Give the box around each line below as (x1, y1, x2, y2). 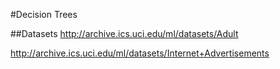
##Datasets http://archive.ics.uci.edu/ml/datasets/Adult (10, 28, 239, 39)
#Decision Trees (10, 9, 78, 20)
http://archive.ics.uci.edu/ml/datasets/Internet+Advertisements (10, 47, 270, 59)
